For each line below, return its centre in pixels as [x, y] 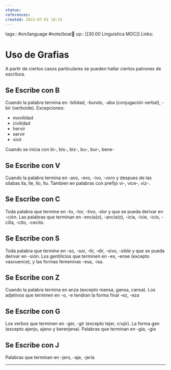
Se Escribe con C [33, 199]
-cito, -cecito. [30, 222]
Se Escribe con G [33, 311]
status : [13, 10]
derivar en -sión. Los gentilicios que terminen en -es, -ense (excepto [77, 256]
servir [19, 134]
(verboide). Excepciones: [38, 108]
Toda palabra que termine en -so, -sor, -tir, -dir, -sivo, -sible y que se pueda [85, 251]
